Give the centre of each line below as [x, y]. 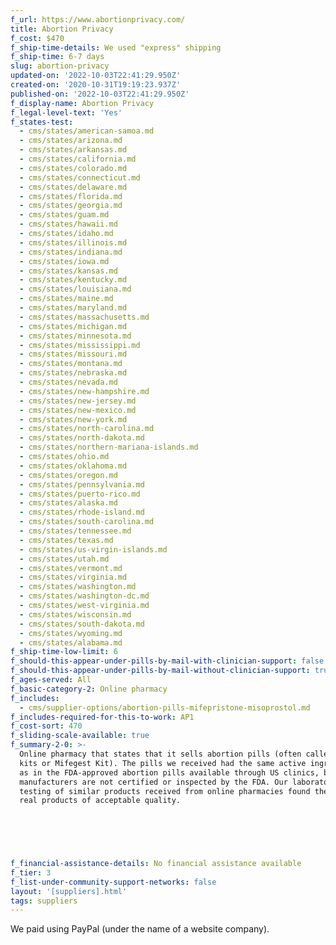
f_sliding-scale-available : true [80, 736]
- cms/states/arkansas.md [73, 150]
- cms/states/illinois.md [73, 242]
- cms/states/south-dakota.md [82, 624]
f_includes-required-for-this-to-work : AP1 [102, 717]
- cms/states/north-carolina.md [87, 429]
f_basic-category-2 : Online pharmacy [89, 689]
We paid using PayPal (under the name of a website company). [140, 929]
